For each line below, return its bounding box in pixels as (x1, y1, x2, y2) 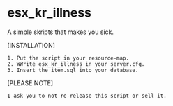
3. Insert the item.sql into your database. (7, 67, 139, 73)
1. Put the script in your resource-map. (7, 54, 130, 62)
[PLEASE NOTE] (7, 78, 54, 87)
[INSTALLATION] (7, 41, 56, 49)
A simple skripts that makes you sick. (7, 28, 114, 36)
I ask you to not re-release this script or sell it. (7, 92, 167, 99)
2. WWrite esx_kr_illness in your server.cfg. (7, 60, 145, 67)
